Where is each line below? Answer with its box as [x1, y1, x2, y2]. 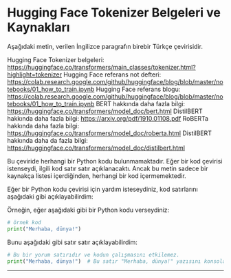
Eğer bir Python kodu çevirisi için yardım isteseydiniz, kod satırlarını [7, 185, 198, 193]
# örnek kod [7, 219, 41, 226]
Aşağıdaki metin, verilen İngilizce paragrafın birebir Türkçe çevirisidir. [7, 42, 203, 50]
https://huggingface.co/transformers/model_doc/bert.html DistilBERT [7, 107, 203, 115]
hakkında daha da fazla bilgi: [7, 136, 88, 144]
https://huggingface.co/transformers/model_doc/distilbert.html [7, 143, 186, 152]
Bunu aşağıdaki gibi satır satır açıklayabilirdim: [7, 238, 137, 246]
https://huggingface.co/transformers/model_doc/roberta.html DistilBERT [7, 129, 212, 137]
